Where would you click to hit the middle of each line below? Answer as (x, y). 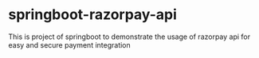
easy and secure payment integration (70, 44)
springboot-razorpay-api (93, 15)
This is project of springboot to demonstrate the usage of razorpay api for (129, 37)
